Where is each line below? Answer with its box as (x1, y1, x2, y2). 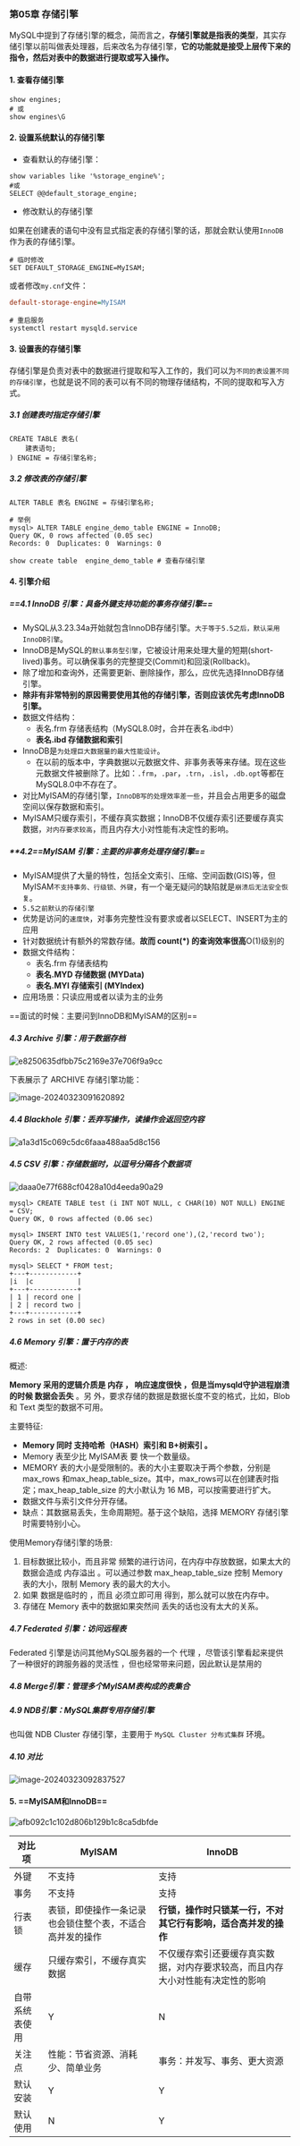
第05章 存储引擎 (9, 7, 79, 20)
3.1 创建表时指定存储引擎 (9, 410, 100, 420)
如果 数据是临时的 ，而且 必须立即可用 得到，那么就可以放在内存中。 (21, 1590, 274, 1600)
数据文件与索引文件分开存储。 (21, 1496, 132, 1506)
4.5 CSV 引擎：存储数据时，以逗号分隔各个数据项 (9, 1158, 191, 1169)
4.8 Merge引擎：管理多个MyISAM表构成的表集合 (9, 1680, 190, 1692)
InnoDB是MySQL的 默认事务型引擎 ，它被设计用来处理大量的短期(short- (21, 645, 274, 656)
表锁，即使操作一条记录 (47, 1904, 147, 1916)
